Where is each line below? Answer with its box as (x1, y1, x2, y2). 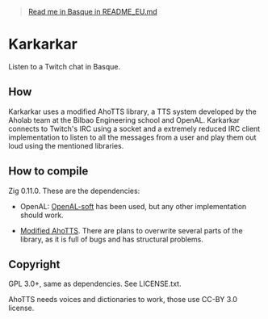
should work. (19, 210, 64, 220)
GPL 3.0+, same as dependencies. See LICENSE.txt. (8, 279, 182, 289)
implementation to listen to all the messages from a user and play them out (8, 132, 257, 142)
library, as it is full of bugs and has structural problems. (19, 234, 204, 244)
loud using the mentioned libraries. (8, 141, 124, 150)
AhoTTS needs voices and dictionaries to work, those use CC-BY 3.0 (8, 295, 238, 304)
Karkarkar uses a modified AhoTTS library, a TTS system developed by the (8, 107, 257, 116)
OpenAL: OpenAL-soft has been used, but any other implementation (19, 201, 247, 211)
